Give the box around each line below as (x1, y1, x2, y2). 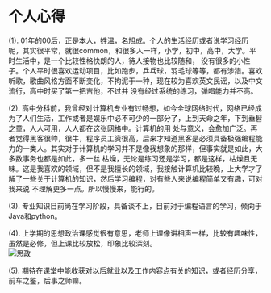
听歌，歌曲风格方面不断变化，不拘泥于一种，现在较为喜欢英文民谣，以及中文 (8, 76, 263, 86)
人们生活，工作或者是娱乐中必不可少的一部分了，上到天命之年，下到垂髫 (22, 113, 263, 123)
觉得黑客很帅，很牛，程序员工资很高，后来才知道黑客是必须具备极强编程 (15, 133, 256, 143)
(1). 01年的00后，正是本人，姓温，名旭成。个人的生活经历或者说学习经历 (8, 36, 249, 45)
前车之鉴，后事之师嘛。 (8, 275, 86, 285)
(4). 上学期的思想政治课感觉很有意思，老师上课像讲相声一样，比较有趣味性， (8, 228, 263, 238)
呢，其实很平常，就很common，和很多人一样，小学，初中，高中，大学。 (8, 45, 250, 55)
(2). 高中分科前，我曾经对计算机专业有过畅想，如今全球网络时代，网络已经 (8, 103, 256, 113)
